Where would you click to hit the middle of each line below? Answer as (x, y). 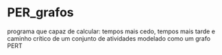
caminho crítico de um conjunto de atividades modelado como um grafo (109, 38)
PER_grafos (40, 13)
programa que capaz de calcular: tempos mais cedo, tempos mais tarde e (111, 31)
